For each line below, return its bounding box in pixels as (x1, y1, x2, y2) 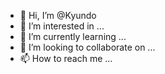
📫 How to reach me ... (19, 53, 113, 64)
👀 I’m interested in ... (19, 20, 105, 32)
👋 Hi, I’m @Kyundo (19, 10, 97, 21)
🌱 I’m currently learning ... (19, 31, 127, 42)
